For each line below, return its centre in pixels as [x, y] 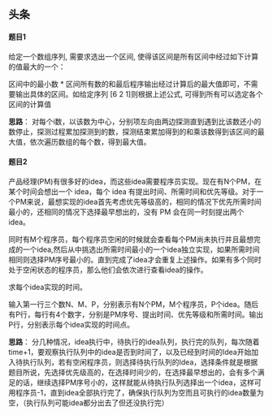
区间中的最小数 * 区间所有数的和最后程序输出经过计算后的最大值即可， [126, 84]
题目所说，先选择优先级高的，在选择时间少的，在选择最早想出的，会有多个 [133, 372]
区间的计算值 [30, 104]
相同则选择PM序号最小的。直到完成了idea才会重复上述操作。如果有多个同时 [135, 259]
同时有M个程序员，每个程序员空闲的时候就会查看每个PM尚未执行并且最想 [131, 239]
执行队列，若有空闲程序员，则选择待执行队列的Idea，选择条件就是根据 [140, 362]
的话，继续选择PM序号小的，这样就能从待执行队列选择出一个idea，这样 [134, 382]
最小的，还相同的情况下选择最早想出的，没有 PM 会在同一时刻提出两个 [126, 212]
